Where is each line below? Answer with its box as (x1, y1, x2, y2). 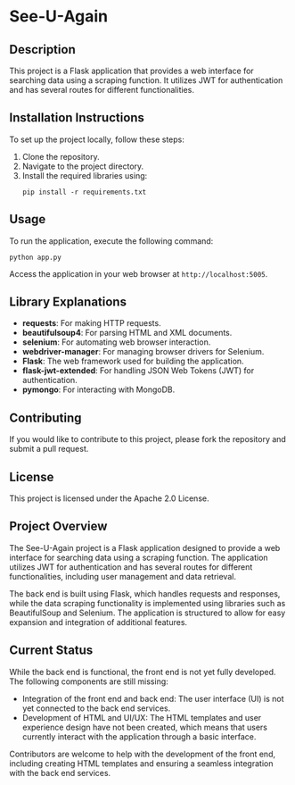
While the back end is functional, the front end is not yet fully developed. (9, 666, 276, 677)
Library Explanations (9, 295, 127, 310)
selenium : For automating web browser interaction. (21, 337, 211, 347)
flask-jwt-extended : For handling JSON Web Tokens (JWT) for (21, 365, 255, 376)
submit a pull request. (9, 444, 89, 455)
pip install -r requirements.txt (21, 188, 147, 196)
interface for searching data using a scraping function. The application (9, 552, 269, 563)
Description (9, 42, 76, 57)
